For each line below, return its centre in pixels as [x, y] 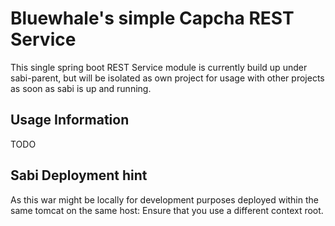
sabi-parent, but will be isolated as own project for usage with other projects [167, 78]
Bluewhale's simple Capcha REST [152, 18]
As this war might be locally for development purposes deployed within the [164, 199]
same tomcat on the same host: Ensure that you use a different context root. [167, 210]
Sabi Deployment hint [79, 175]
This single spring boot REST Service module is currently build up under [159, 67]
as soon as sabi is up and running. [81, 88]
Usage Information [70, 120]
